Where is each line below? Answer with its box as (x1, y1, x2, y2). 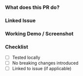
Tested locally (12, 54, 41, 60)
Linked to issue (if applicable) (12, 66, 72, 72)
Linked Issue (5, 17, 36, 24)
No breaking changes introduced (12, 60, 79, 66)
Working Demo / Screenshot (5, 30, 74, 37)
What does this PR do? (5, 4, 60, 11)
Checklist (5, 43, 28, 50)
